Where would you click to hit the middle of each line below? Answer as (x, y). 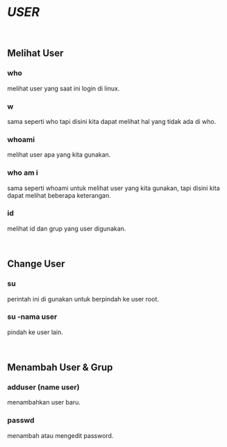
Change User (36, 264)
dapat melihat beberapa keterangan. (59, 195)
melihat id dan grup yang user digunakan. (67, 228)
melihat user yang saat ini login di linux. (64, 88)
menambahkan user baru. (44, 402)
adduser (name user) (43, 387)
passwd (21, 421)
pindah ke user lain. (35, 332)
